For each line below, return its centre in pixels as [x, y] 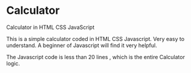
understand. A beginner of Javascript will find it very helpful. [82, 45]
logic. [13, 63]
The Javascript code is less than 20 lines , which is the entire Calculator [96, 57]
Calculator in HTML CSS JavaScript [50, 27]
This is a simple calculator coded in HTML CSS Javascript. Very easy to [95, 39]
